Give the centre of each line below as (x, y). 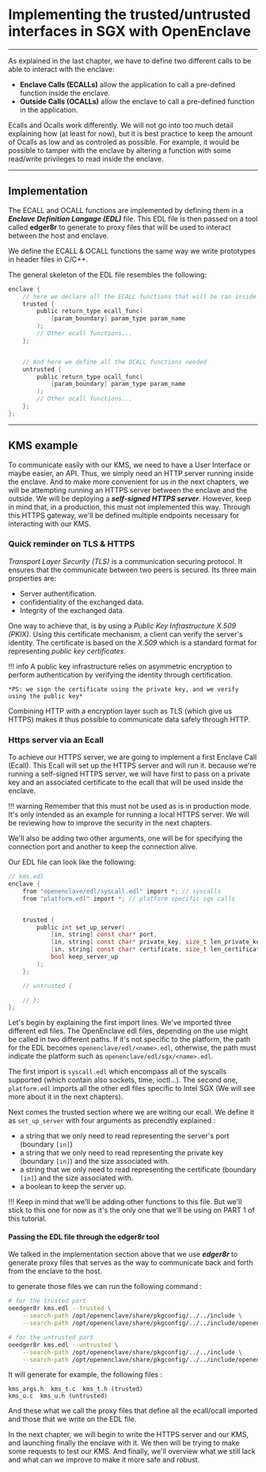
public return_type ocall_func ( (90, 377)
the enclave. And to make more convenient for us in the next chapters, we (129, 482)
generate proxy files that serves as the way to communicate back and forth (131, 1263)
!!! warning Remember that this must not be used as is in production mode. (130, 807)
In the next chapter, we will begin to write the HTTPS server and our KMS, (129, 1435)
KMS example (43, 446)
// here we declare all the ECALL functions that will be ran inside (140, 296)
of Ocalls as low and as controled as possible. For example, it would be (124, 142)
